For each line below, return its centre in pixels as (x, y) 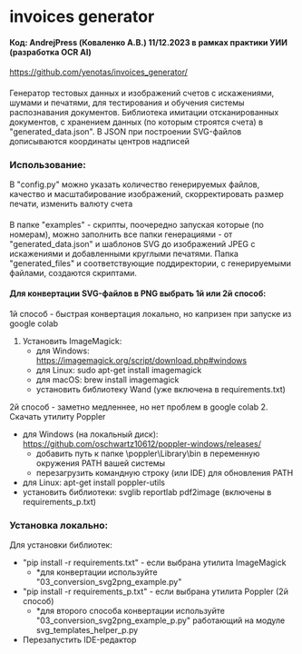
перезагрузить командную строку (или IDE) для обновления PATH (165, 473)
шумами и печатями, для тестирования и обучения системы (127, 103)
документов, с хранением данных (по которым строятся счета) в (136, 122)
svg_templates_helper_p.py (87, 630)
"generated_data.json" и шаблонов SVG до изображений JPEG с (132, 243)
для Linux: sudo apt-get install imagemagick (119, 371)
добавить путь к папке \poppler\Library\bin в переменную (148, 454)
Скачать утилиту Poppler (58, 417)
